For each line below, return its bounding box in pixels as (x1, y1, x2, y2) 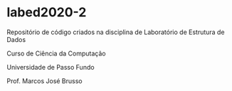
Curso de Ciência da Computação (6, 49, 106, 58)
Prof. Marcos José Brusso (6, 76, 83, 85)
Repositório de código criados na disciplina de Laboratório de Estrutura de (6, 28, 225, 36)
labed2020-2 (6, 4, 87, 21)
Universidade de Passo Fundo (6, 63, 95, 71)
